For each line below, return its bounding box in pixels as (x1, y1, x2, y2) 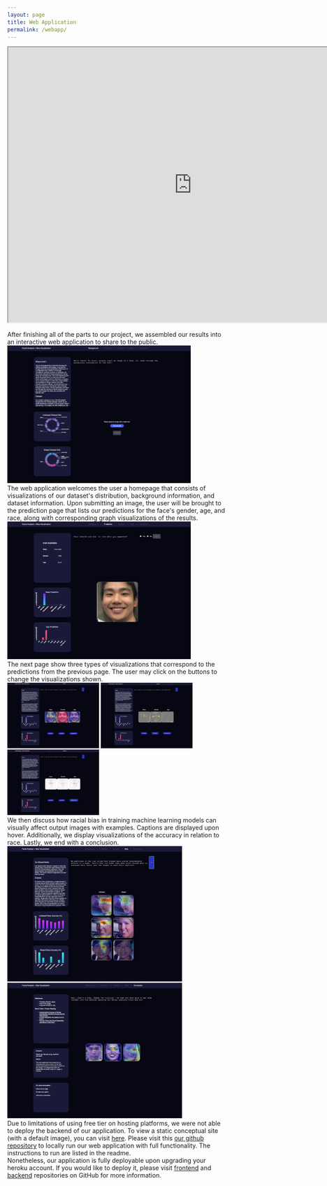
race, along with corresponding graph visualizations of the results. (7, 514, 198, 522)
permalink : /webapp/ (7, 26, 68, 33)
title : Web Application (7, 18, 77, 26)
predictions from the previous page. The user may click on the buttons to (7, 667, 218, 676)
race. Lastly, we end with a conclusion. (7, 839, 119, 847)
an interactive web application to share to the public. (7, 338, 159, 346)
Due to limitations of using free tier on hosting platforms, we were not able (7, 1119, 221, 1128)
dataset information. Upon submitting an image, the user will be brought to (7, 499, 221, 507)
